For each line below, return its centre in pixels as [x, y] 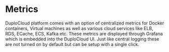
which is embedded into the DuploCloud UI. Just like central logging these [82, 39]
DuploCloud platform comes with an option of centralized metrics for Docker [85, 23]
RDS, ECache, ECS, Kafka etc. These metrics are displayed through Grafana [84, 33]
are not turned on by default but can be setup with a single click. [72, 44]
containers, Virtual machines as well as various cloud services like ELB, [79, 28]
